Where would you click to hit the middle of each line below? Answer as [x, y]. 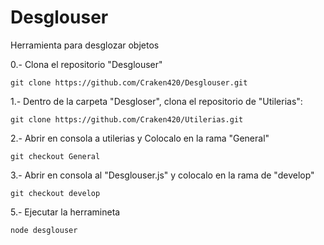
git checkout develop [55, 193]
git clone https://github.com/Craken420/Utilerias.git [127, 119]
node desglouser [44, 230]
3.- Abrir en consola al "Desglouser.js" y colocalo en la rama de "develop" [162, 175]
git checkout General [55, 156]
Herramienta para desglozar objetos [85, 45]
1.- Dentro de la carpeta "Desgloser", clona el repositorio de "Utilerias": [156, 101]
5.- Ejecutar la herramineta [65, 212]
